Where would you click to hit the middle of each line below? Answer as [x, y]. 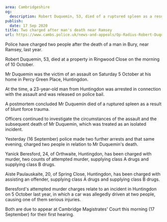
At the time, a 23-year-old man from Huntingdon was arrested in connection [83, 89]
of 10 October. [20, 65]
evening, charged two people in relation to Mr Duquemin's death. [72, 145]
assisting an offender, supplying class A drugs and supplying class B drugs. [83, 179]
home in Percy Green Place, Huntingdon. [47, 79]
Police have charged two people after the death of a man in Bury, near [77, 44]
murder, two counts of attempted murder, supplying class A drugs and [77, 159]
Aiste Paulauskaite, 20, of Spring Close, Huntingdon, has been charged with [83, 174]
